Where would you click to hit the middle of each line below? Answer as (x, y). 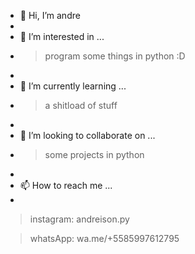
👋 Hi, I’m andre (50, 15)
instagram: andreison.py (79, 219)
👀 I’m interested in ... (62, 36)
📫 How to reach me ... (66, 185)
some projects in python (94, 154)
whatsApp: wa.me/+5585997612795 (104, 238)
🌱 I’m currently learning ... (73, 86)
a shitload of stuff (81, 105)
